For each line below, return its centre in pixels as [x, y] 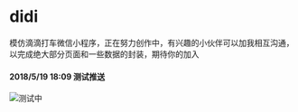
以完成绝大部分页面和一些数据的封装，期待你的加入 [104, 54]
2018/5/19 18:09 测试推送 [57, 76]
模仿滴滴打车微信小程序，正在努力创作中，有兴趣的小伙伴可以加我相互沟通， [152, 42]
